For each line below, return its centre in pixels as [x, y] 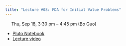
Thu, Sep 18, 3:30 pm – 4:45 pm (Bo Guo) [54, 24]
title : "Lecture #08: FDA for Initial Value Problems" [63, 10]
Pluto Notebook [28, 33]
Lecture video [27, 39]
